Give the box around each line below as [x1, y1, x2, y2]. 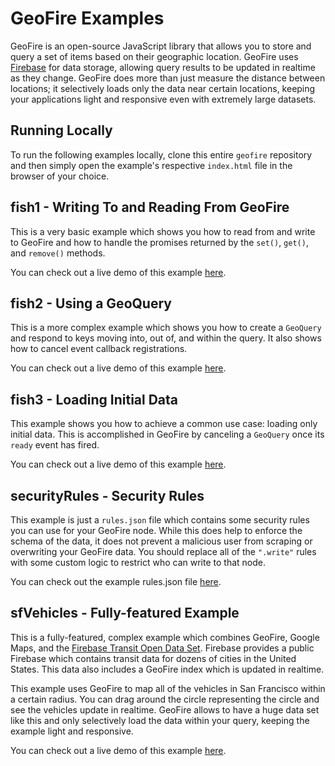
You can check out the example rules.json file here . [10, 576, 222, 587]
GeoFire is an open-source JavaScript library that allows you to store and [10, 40, 312, 52]
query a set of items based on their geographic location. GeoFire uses [10, 50, 299, 62]
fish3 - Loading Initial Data [10, 391, 179, 408]
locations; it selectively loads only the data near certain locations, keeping [10, 82, 316, 94]
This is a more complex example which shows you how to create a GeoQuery [10, 322, 322, 334]
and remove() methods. [10, 247, 106, 259]
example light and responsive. [10, 725, 134, 737]
